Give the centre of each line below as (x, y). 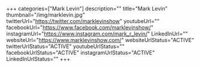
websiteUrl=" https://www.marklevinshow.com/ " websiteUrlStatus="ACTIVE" (100, 40)
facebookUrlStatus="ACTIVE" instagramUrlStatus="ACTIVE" (81, 52)
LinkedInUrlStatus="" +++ (38, 59)
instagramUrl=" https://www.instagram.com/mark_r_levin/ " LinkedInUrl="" (97, 34)
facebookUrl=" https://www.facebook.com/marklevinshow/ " (80, 27)
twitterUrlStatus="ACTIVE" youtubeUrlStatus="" (65, 46)
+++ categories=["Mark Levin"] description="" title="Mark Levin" (87, 9)
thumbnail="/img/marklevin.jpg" (46, 15)
